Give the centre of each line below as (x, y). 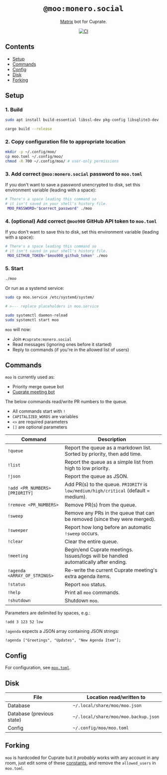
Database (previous (31, 714)
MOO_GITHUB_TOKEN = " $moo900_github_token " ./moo (57, 256)
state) (14, 720)
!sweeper (18, 530)
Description (112, 439)
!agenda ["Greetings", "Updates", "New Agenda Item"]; (63, 640)
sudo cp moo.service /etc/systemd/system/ (50, 297)
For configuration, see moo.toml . (38, 668)
